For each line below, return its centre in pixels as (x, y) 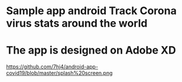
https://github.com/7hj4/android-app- (52, 67)
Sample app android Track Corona (92, 11)
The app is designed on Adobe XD (91, 50)
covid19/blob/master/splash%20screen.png (59, 73)
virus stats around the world (77, 23)
